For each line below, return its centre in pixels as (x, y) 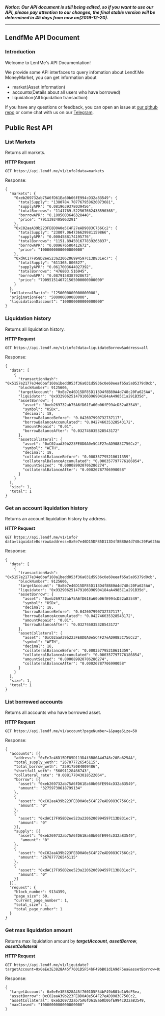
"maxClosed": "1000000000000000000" (47, 1005)
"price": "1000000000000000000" (51, 250)
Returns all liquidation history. (35, 329)
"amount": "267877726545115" (48, 858)
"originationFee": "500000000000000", (49, 297)
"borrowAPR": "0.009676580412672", (55, 246)
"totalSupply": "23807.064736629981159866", (64, 233)
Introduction (20, 52)
